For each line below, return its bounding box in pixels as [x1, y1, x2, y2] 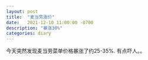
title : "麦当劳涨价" [6, 14, 55, 20]
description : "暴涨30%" [6, 25, 63, 31]
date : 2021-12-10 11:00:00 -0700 [6, 19, 94, 25]
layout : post [6, 8, 38, 15]
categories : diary [6, 31, 51, 36]
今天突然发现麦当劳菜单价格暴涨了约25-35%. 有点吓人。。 [6, 48, 146, 55]
